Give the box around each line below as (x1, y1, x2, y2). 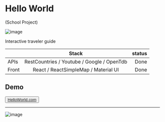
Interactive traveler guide (5, 38, 56, 44)
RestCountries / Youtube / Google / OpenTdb (24, 58, 128, 65)
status (132, 50, 147, 57)
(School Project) (5, 19, 38, 25)
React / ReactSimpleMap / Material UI (32, 66, 119, 73)
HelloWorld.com (7, 97, 37, 102)
